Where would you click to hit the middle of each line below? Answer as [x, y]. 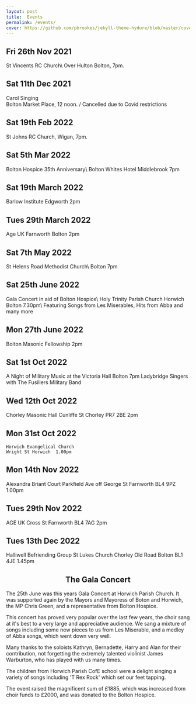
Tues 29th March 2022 [48, 220]
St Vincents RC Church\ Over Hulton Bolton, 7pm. [65, 65]
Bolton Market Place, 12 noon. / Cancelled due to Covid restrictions [87, 104]
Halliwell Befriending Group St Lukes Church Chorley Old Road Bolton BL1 [94, 555]
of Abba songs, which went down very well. [59, 636]
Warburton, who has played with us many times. [64, 660]
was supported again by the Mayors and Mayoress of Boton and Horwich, [95, 600]
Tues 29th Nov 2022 [44, 508]
